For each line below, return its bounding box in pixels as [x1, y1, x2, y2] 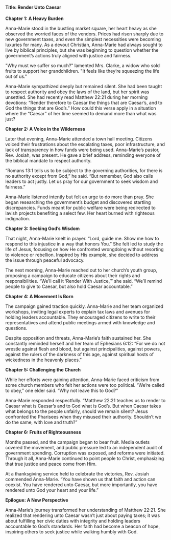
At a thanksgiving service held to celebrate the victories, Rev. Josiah [5, 471, 149, 477]
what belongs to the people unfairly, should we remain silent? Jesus [5, 408, 148, 414]
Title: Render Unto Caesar [5, 4, 62, 10]
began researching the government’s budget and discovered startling [5, 199, 151, 205]
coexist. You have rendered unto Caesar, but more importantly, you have [5, 482, 158, 488]
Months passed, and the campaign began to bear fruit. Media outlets [5, 439, 150, 445]
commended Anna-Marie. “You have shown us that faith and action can [5, 476, 156, 483]
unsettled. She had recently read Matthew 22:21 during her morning [5, 94, 148, 100]
